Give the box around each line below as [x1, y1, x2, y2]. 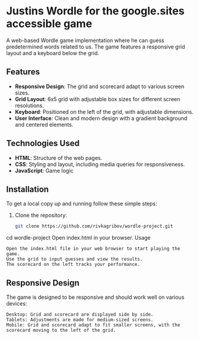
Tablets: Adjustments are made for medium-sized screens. [6, 317, 154, 323]
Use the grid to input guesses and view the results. [6, 256, 143, 262]
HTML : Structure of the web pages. [14, 154, 103, 161]
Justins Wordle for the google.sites [6, 4, 185, 18]
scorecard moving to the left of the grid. [6, 328, 117, 334]
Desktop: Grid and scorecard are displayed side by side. [6, 311, 154, 318]
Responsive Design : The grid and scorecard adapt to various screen [14, 83, 185, 90]
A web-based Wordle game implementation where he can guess [6, 37, 164, 44]
